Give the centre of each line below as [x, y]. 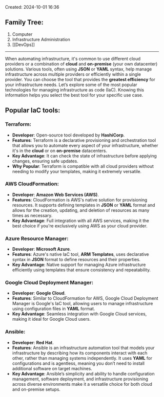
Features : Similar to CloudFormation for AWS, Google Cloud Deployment [85, 298]
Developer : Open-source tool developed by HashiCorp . [68, 135]
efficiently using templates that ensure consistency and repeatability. [81, 270]
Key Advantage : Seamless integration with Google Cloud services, [79, 314]
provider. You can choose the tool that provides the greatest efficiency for [80, 79]
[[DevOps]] [23, 44]
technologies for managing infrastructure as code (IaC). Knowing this [75, 89]
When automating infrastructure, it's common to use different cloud [73, 59]
